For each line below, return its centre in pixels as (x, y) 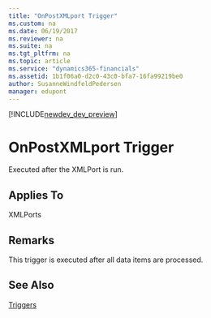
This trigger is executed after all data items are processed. (106, 260)
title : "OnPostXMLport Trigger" (63, 16)
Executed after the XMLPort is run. (66, 170)
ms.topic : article (39, 62)
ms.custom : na (32, 24)
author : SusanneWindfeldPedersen (65, 84)
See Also (31, 285)
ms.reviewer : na (36, 39)
